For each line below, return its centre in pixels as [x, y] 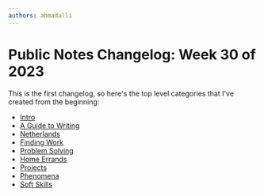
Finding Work [42, 142]
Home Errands [43, 159]
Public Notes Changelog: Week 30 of [132, 54]
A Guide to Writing [50, 125]
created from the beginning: [54, 102]
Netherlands [40, 134]
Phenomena [39, 175]
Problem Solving [46, 150]
